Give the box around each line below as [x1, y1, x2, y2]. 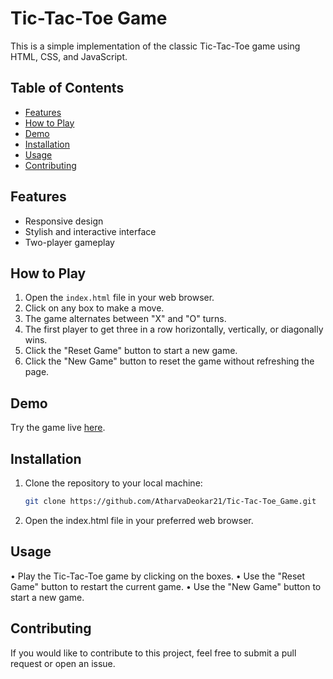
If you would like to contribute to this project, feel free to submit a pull [10, 647, 297, 659]
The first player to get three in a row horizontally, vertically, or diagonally [24, 323, 324, 336]
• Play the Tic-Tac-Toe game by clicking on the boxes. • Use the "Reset [10, 570, 306, 582]
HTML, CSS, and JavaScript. [10, 50, 128, 62]
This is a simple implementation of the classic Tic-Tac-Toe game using [10, 40, 301, 52]
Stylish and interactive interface [24, 225, 157, 237]
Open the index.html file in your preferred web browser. [24, 514, 254, 526]
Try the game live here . [10, 422, 106, 434]
